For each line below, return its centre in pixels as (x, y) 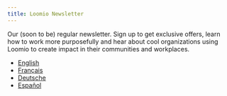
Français (30, 70)
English (28, 62)
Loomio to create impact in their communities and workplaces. (99, 49)
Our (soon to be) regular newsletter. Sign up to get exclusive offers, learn (114, 34)
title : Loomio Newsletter (45, 14)
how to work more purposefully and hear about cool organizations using (113, 41)
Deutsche (32, 78)
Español (29, 85)
